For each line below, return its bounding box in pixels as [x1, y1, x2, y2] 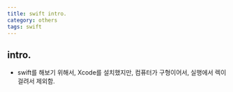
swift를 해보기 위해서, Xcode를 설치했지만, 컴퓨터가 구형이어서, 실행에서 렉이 [17, 68, 227, 77]
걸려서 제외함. [17, 77, 56, 86]
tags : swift [7, 23, 42, 30]
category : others [7, 17, 58, 24]
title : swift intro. [7, 10, 68, 17]
